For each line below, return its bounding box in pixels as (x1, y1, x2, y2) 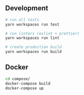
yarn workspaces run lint (5, 35, 59, 40)
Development (5, 4, 49, 12)
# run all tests (5, 17, 39, 22)
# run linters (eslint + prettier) (5, 31, 80, 36)
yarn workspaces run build (5, 49, 62, 54)
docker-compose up (5, 85, 44, 90)
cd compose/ (5, 76, 30, 81)
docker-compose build (5, 81, 51, 86)
